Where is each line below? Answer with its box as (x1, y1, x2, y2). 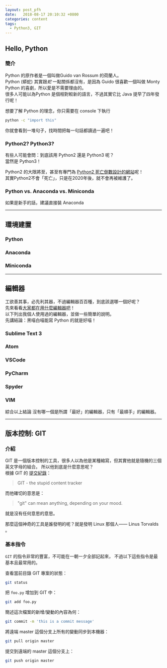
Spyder (5, 383, 23, 390)
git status (5, 580, 28, 585)
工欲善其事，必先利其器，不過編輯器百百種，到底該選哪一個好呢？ (5, 298, 140, 304)
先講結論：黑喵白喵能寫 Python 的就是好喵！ (5, 317, 96, 323)
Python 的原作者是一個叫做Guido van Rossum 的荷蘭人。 (5, 72, 122, 78)
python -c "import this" (5, 117, 57, 122)
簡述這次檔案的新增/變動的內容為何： (5, 609, 81, 615)
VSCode (5, 356, 26, 363)
